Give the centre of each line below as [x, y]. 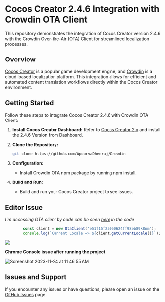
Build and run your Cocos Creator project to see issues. [76, 192]
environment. [19, 87]
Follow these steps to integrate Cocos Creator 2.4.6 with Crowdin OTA [77, 115]
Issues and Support [36, 277]
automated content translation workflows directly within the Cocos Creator [81, 82]
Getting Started [29, 103]
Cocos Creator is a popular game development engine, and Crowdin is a [79, 71]
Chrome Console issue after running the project [55, 252]
